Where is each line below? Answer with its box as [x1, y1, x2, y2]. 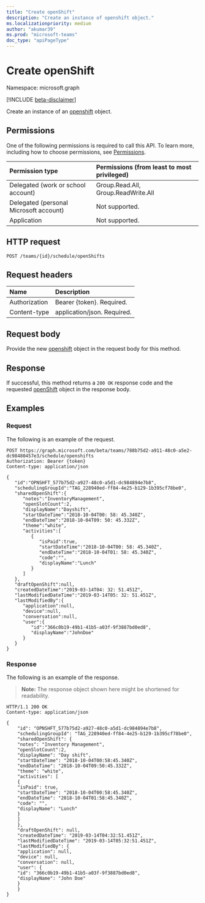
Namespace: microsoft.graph [6, 84, 80, 91]
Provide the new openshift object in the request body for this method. [6, 345, 181, 353]
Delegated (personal [9, 198, 68, 207]
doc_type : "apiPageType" [6, 37, 70, 43]
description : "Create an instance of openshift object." [6, 15, 154, 21]
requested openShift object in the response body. [6, 386, 131, 392]
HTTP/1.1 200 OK [6, 703, 48, 710]
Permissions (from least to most [96, 163, 192, 171]
